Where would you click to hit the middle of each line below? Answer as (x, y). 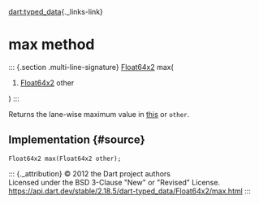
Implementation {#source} (77, 140)
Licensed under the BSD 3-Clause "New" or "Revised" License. (114, 182)
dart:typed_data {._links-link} (56, 12)
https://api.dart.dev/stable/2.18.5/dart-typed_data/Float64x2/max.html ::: (130, 191)
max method (52, 45)
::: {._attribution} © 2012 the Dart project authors (89, 173)
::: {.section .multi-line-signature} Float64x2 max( (91, 67)
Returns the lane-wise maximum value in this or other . (99, 114)
